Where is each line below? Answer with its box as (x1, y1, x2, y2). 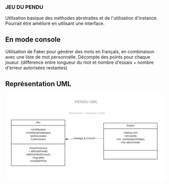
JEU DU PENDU (5, 4, 44, 11)
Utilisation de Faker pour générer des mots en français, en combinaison (5, 49, 154, 55)
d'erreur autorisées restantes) (5, 65, 68, 71)
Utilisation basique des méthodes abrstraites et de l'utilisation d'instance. (5, 15, 158, 21)
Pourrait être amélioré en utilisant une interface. (5, 20, 105, 26)
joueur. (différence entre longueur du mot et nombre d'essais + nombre (5, 59, 154, 65)
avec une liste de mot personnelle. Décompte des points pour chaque (5, 54, 151, 60)
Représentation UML (5, 80, 72, 88)
